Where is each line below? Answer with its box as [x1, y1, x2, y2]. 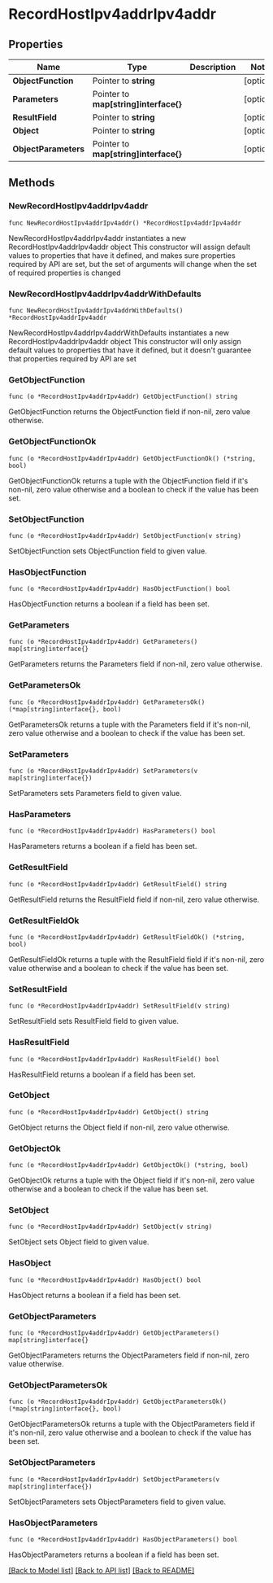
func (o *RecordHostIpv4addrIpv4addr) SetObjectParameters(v [8, 1475, 220, 1484]
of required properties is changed [8, 268, 121, 278]
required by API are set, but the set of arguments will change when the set [8, 259, 258, 269]
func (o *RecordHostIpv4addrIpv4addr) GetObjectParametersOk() [8, 1397, 227, 1406]
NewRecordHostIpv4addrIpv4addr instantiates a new [8, 233, 187, 243]
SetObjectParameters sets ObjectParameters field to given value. [8, 1497, 226, 1506]
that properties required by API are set [8, 353, 136, 363]
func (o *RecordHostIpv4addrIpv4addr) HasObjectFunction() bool [8, 585, 231, 593]
